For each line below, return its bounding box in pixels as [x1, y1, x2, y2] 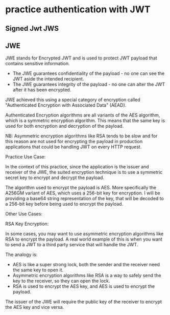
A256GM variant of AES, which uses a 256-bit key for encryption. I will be [5, 190, 161, 196]
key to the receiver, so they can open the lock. [12, 278, 110, 284]
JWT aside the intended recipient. [12, 76, 84, 82]
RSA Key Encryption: [5, 221, 49, 227]
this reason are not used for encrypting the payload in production [5, 139, 143, 145]
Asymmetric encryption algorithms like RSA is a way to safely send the [12, 272, 161, 279]
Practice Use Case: [5, 154, 46, 160]
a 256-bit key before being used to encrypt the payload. [5, 201, 124, 207]
